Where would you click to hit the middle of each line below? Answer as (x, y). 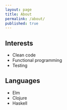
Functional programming (37, 60)
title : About (18, 14)
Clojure (19, 98)
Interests (19, 43)
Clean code (24, 55)
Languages (23, 81)
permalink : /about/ (25, 19)
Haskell (20, 103)
